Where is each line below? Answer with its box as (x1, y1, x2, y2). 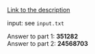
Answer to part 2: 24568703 (7, 40, 89, 47)
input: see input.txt (7, 19, 65, 27)
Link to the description (7, 6, 70, 14)
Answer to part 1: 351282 (7, 32, 79, 40)
